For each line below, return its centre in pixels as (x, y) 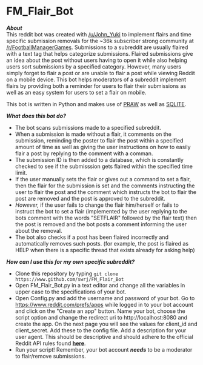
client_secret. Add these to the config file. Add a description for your (101, 330)
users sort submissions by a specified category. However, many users (94, 66)
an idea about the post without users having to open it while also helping (97, 60)
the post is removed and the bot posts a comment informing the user (101, 224)
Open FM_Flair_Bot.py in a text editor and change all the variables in (100, 285)
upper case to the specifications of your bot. (71, 292)
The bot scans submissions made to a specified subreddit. (88, 127)
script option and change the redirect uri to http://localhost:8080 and (101, 317)
